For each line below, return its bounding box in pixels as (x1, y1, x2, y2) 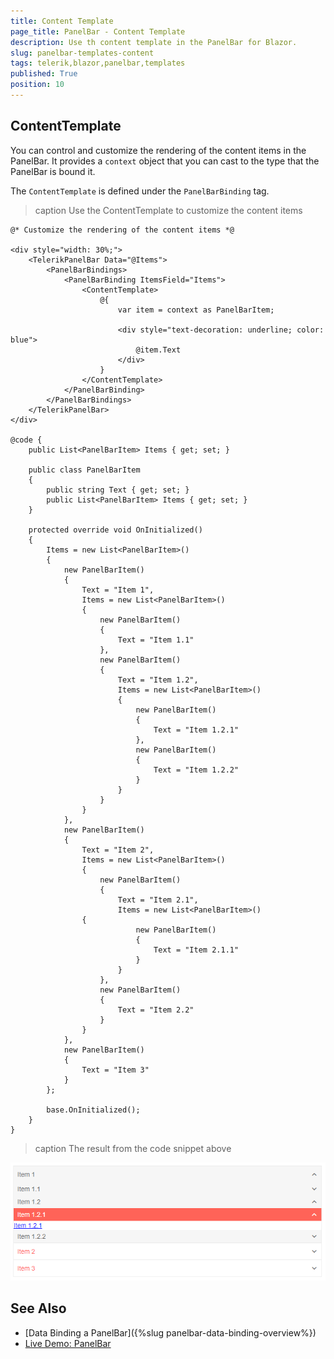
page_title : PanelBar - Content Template (10, 26, 186, 37)
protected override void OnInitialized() (28, 525, 203, 535)
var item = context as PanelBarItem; (117, 305, 275, 315)
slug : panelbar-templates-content (10, 48, 155, 58)
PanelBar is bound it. (10, 165, 96, 177)
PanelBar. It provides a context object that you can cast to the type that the (10, 155, 320, 167)
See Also (10, 1300, 67, 1317)
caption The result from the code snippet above (34, 1142, 232, 1154)
